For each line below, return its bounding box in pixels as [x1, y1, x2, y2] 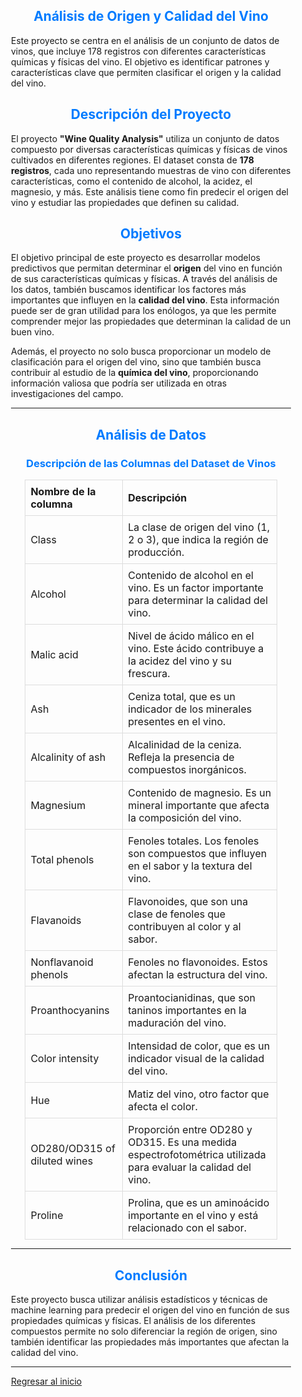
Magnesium [30, 799, 86, 813]
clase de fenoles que [127, 907, 226, 921]
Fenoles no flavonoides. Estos [127, 955, 268, 969]
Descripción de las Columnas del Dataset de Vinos [26, 456, 276, 470]
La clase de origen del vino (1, [127, 520, 271, 534]
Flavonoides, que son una [127, 895, 249, 909]
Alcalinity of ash [30, 750, 106, 764]
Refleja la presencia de [127, 750, 235, 764]
